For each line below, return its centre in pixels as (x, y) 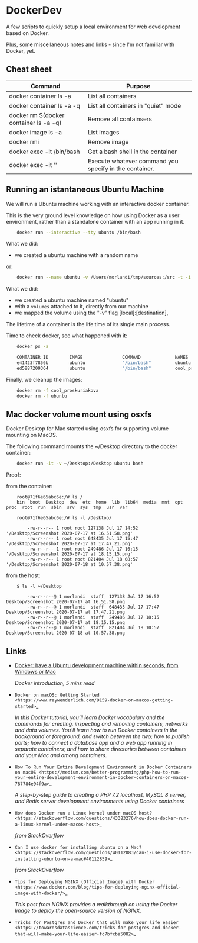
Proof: (14, 475)
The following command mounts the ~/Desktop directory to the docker (92, 446)
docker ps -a (33, 347)
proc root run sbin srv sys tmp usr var (67, 508)
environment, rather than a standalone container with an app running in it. (95, 221)
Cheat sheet (29, 70)
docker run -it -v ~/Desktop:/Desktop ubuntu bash (80, 464)
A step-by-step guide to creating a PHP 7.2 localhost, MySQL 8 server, (100, 795)
